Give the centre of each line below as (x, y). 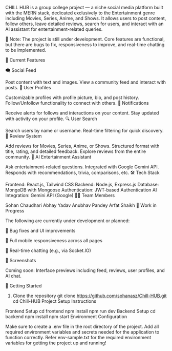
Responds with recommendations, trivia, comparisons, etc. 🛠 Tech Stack (82, 172)
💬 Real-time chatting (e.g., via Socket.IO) (48, 250)
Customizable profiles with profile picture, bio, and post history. (72, 98)
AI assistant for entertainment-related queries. (54, 29)
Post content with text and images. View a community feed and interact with (86, 82)
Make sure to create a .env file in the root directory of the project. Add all (82, 326)
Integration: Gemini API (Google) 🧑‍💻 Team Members (60, 195)
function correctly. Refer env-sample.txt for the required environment (78, 337)
